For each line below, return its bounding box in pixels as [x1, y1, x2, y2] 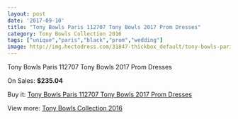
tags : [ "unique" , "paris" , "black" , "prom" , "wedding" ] [7, 37, 163, 44]
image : [7, 43, 27, 50]
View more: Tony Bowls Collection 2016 [7, 104, 123, 112]
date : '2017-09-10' [7, 17, 65, 24]
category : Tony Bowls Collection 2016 [7, 30, 122, 38]
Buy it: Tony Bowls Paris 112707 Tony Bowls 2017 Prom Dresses [7, 90, 193, 98]
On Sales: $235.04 [7, 76, 64, 85]
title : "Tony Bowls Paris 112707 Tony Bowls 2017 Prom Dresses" [7, 23, 201, 30]
